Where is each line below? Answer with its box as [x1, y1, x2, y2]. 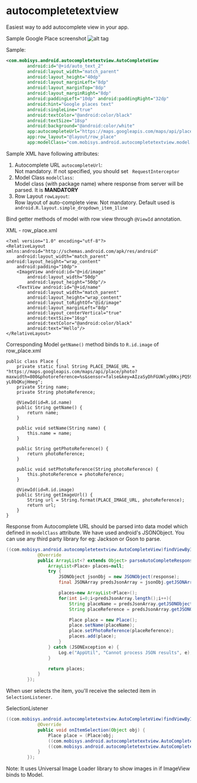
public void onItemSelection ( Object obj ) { [37, 727, 145, 733]
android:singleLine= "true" [27, 107, 93, 113]
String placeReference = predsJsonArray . [69, 606, 172, 612]
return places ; [47, 666, 85, 671]
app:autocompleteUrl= [27, 129, 80, 134]
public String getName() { [16, 404, 83, 410]
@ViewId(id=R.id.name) [16, 399, 72, 406]
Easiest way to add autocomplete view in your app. [6, 23, 129, 31]
